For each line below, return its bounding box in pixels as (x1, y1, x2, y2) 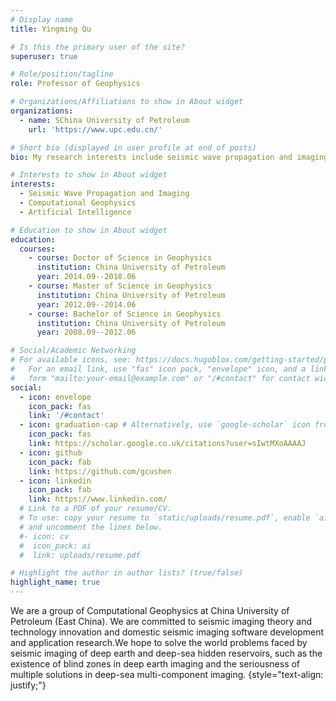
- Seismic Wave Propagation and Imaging (19, 189, 190, 199)
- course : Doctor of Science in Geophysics (28, 253, 213, 263)
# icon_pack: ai (19, 541, 92, 551)
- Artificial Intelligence (19, 207, 132, 217)
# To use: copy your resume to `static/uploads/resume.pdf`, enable (19, 513, 311, 523)
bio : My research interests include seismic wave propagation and (10, 152, 293, 162)
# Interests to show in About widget (10, 170, 168, 180)
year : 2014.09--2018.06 (36, 272, 137, 282)
